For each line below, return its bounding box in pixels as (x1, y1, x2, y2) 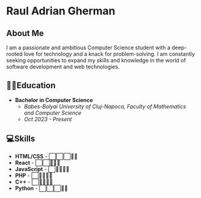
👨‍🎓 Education (6, 80, 56, 91)
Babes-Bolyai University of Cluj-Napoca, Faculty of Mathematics (23, 103, 187, 110)
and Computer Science (23, 109, 82, 116)
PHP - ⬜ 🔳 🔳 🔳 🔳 (14, 172, 53, 179)
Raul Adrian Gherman (6, 4, 116, 18)
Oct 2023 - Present (23, 115, 72, 122)
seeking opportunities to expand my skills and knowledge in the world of (6, 57, 187, 64)
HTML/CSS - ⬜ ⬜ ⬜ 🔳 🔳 (14, 152, 78, 160)
